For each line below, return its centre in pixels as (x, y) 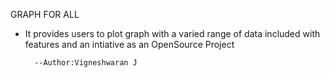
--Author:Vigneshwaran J (86, 63)
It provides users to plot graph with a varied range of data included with (172, 33)
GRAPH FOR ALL (45, 14)
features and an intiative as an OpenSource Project (129, 44)
